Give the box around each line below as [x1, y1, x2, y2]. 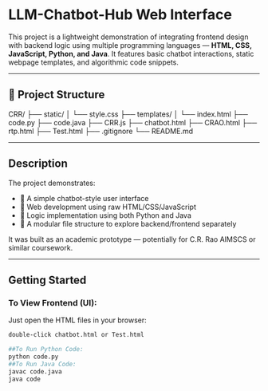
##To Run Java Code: [8, 360, 77, 368]
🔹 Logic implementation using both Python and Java [19, 210, 191, 220]
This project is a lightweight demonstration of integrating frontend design [8, 32, 249, 41]
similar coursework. [8, 243, 73, 252]
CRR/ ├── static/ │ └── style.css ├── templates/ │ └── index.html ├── [8, 109, 249, 119]
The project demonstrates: [8, 178, 96, 188]
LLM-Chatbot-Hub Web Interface [8, 6, 233, 24]
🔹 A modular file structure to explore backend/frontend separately [19, 219, 237, 228]
